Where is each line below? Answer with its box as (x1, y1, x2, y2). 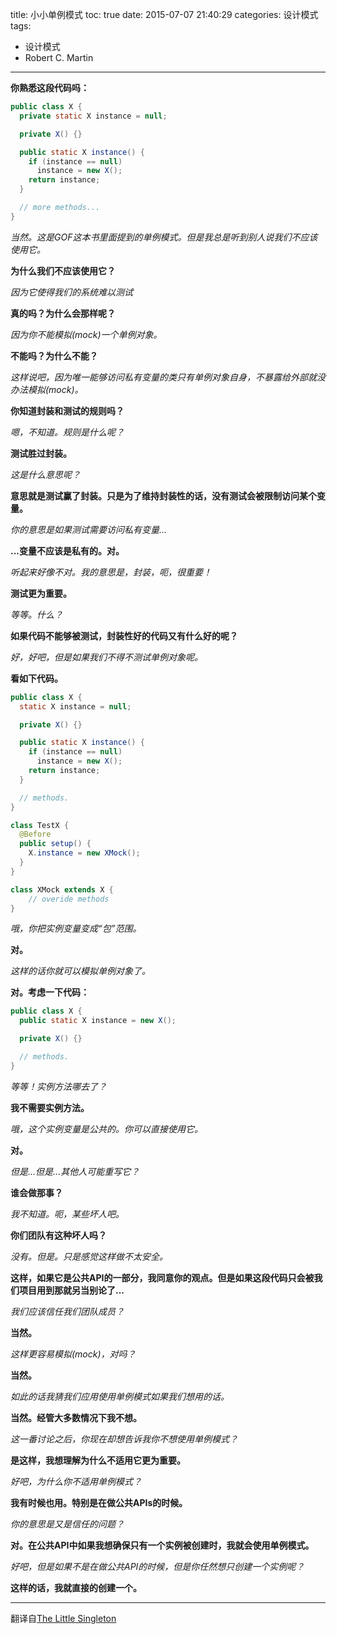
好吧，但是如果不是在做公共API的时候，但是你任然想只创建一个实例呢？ (10, 1560, 305, 1572)
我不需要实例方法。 (10, 1101, 90, 1113)
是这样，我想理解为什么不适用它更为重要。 (10, 1454, 186, 1466)
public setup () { (19, 839, 92, 849)
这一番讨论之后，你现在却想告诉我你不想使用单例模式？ (10, 1433, 238, 1445)
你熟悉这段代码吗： (10, 82, 90, 93)
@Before (19, 829, 52, 840)
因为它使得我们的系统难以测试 (10, 286, 133, 298)
